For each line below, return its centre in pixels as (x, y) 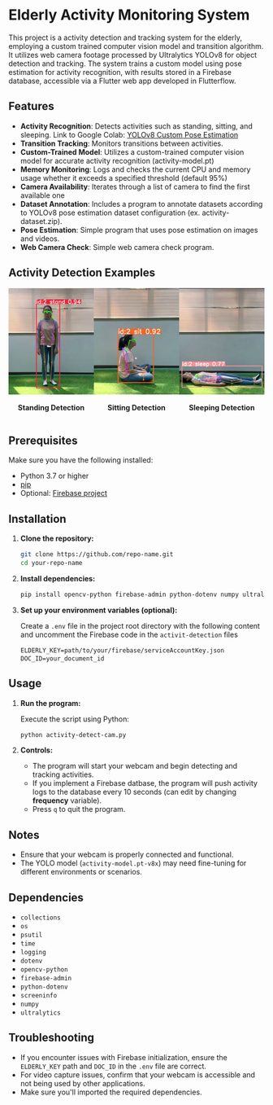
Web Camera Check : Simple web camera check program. (117, 247)
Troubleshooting (52, 1038)
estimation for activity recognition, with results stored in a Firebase (120, 72)
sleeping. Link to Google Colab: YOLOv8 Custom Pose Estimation (129, 134)
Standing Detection (51, 408)
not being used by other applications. (82, 1083)
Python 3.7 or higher (54, 476)
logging (33, 953)
